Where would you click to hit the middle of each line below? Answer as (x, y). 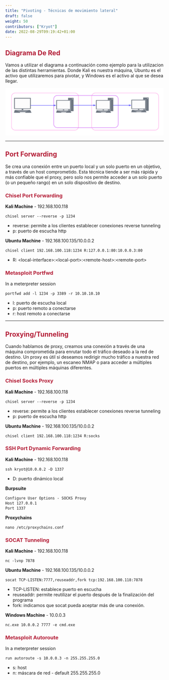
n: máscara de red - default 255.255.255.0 (56, 673)
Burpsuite (16, 488)
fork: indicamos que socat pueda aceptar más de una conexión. (78, 606)
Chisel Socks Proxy (29, 381)
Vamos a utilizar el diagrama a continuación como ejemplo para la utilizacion (84, 65)
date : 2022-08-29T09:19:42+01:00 (40, 32)
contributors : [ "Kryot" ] (31, 27)
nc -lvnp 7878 (20, 561)
